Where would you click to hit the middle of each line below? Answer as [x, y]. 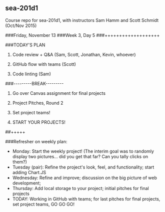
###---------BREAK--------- [34, 83]
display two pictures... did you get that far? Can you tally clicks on [80, 156]
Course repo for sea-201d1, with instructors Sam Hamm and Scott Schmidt [82, 20]
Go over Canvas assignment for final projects [59, 93]
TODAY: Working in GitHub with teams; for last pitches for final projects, [86, 199]
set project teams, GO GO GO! [43, 204]
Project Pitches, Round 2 [38, 103]
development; [26, 183]
